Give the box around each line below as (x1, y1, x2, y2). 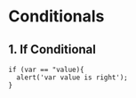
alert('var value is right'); (16, 73, 128, 82)
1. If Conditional (8, 42, 97, 57)
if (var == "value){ (8, 65, 85, 74)
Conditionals (8, 6, 105, 27)
